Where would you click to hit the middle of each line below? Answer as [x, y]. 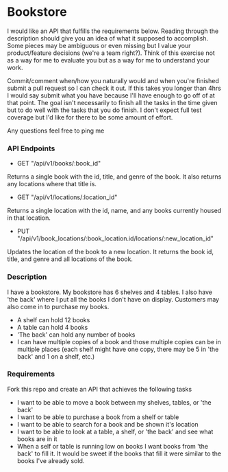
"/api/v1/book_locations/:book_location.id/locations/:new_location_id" [115, 238]
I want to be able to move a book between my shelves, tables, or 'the [114, 402]
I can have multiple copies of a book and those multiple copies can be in [119, 341]
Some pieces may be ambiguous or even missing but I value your [99, 45]
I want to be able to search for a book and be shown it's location [107, 424]
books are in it [37, 439]
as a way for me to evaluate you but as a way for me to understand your [109, 60]
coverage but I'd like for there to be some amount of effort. [90, 117]
